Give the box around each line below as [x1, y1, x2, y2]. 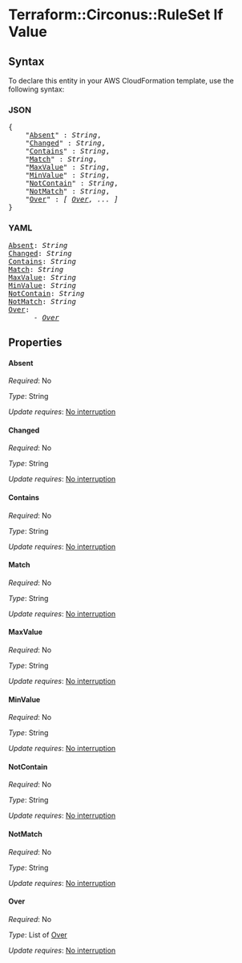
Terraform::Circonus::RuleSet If [8, 6, 224, 24]
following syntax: [8, 84, 65, 94]
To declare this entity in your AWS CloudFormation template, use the [8, 76, 234, 85]
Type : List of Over [8, 929, 68, 940]
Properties [8, 335, 63, 349]
